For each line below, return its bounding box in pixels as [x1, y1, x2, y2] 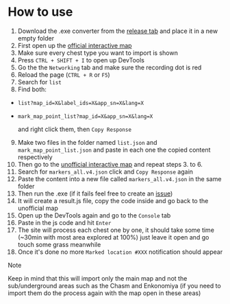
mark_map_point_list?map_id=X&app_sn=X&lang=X [17, 113, 153, 120]
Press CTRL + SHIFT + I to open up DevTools [17, 56, 144, 64]
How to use [8, 4, 73, 20]
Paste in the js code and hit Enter [17, 218, 112, 226]
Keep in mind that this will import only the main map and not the [8, 274, 188, 282]
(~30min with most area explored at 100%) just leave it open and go [17, 233, 209, 241]
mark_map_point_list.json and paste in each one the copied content [17, 145, 211, 154]
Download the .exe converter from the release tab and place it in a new [17, 27, 218, 35]
